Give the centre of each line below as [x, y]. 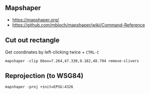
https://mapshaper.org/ [36, 19]
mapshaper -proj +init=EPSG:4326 [39, 87]
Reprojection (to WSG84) [44, 76]
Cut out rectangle [32, 40]
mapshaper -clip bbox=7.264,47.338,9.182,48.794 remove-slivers [72, 61]
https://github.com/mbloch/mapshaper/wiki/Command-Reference [79, 25]
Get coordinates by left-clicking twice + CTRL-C [52, 52]
